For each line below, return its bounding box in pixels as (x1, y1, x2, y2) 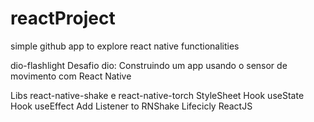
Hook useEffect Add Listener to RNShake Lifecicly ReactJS (10, 100, 253, 112)
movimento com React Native (10, 70, 132, 82)
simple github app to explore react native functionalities (10, 40, 240, 52)
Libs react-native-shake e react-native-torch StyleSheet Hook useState (10, 89, 305, 101)
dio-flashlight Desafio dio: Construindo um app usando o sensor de (10, 59, 288, 71)
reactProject (10, 7, 116, 30)
